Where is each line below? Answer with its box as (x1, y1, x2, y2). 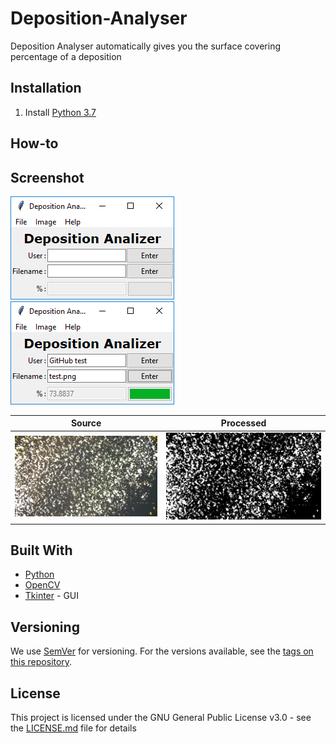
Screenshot (10, 169, 85, 186)
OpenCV (24, 579, 61, 591)
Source (70, 417, 102, 429)
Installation (10, 80, 82, 97)
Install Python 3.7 (24, 106, 97, 118)
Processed (220, 417, 267, 429)
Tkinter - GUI (24, 590, 79, 602)
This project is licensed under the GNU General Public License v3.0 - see (10, 712, 312, 724)
